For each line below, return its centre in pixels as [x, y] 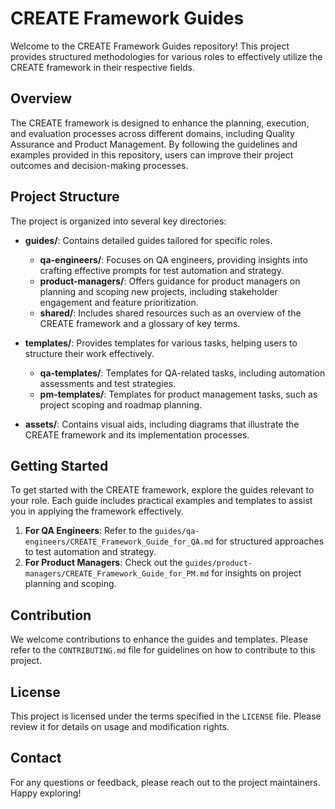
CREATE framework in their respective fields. [103, 67]
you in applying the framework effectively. [97, 511]
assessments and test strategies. [108, 383]
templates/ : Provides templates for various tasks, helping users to [161, 343]
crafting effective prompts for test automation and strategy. [161, 270]
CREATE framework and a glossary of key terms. [140, 323]
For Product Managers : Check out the [103, 563]
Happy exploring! [46, 793]
